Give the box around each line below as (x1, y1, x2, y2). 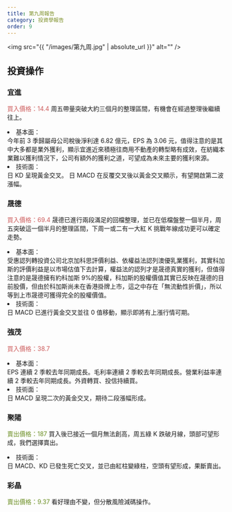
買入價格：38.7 (7, 344, 50, 353)
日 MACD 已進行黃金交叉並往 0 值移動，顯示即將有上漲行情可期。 (7, 309, 193, 317)
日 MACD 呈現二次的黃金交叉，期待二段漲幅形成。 (7, 394, 151, 402)
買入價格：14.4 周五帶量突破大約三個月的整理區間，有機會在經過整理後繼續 (7, 104, 221, 113)
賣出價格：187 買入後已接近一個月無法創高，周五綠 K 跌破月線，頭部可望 (7, 430, 214, 438)
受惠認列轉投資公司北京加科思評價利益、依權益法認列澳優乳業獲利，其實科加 (7, 257, 225, 265)
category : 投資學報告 (7, 17, 64, 24)
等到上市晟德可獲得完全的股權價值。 (7, 291, 110, 300)
